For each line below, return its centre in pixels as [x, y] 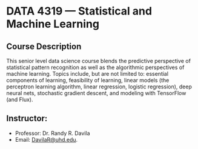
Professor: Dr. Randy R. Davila [52, 133]
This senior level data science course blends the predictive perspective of [98, 61]
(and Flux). [20, 99]
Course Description [44, 46]
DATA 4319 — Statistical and [79, 11]
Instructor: [27, 118]
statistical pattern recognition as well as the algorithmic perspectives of [95, 67]
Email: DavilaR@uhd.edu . [46, 139]
